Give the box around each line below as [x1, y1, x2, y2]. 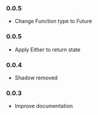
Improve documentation [14, 103, 73, 110]
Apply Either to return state [14, 46, 81, 53]
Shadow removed [14, 74, 58, 81]
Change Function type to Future [14, 18, 93, 25]
